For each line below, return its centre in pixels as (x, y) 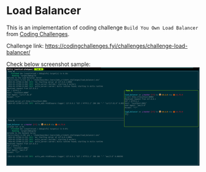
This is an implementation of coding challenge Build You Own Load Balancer (102, 27)
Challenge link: (25, 46)
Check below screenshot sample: (48, 64)
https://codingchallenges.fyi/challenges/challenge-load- (116, 46)
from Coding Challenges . (38, 34)
